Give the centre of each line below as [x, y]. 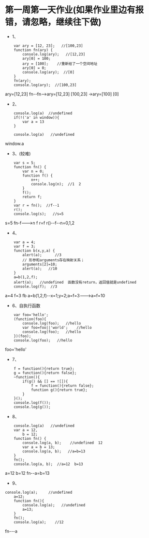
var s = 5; [25, 163]
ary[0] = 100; [37, 58]
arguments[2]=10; [40, 264]
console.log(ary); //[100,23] [45, 85]
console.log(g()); [32, 407]
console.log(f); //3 [35, 287]
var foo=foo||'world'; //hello [57, 327]
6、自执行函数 [26, 305]
